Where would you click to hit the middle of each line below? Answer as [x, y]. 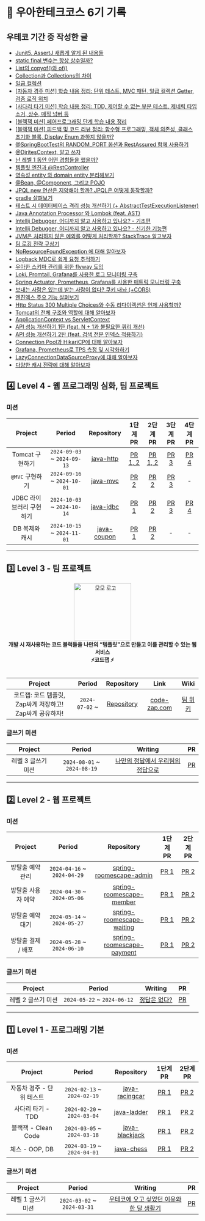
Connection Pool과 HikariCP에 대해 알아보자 [69, 342]
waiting [124, 928]
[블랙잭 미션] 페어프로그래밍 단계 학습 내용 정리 [71, 122]
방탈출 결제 [26, 941]
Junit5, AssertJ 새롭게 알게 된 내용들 [59, 53]
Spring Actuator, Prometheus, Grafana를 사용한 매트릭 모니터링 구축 [98, 282]
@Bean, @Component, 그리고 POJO [60, 183]
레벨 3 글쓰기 [29, 760]
